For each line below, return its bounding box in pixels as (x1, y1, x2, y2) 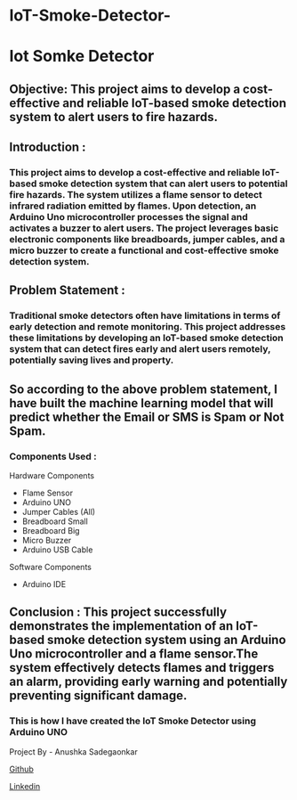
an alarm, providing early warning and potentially (9, 674, 288, 690)
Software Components (9, 562, 92, 573)
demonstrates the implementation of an (9, 618, 234, 633)
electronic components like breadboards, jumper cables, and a (9, 233, 285, 246)
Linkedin (9, 780, 41, 791)
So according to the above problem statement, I (9, 381, 278, 396)
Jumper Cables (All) (21, 507, 96, 518)
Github (9, 763, 34, 774)
